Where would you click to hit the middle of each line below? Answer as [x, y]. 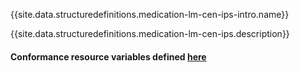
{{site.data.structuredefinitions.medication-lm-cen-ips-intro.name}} [150, 14]
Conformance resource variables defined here [108, 56]
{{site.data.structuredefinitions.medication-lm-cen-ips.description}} [150, 33]
